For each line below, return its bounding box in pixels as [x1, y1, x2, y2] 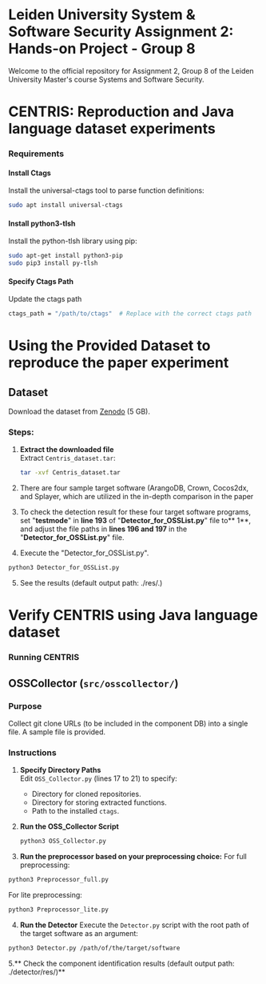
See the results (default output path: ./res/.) [19, 578, 163, 588]
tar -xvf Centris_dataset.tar [19, 469, 121, 477]
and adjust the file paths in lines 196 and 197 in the [19, 524, 188, 534]
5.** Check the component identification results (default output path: [8, 958, 235, 968]
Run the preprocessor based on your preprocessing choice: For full [19, 852, 248, 862]
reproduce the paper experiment [8, 354, 229, 372]
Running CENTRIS [8, 652, 80, 663]
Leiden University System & [8, 6, 196, 24]
